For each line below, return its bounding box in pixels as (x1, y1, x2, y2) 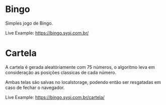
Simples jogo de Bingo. (5, 20, 53, 26)
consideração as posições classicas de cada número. (5, 69, 117, 75)
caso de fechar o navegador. (5, 84, 65, 90)
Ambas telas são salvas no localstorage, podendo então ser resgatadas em (5, 79, 161, 85)
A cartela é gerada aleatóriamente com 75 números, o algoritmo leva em (5, 64, 155, 70)
